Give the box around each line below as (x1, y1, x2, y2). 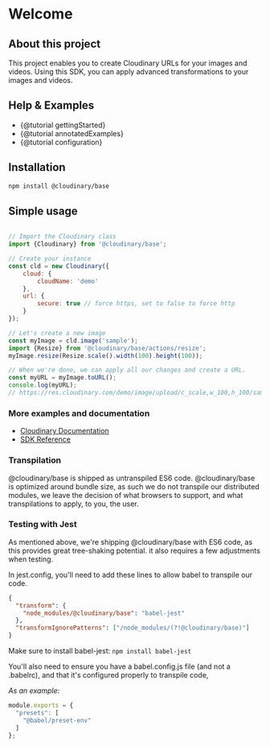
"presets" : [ (15, 708, 59, 717)
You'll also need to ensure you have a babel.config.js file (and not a (8, 662, 231, 671)
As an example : (8, 686, 60, 695)
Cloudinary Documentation (19, 426, 110, 436)
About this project (8, 37, 101, 51)
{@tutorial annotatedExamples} (19, 128, 125, 138)
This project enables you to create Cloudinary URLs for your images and (8, 58, 247, 68)
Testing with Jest (8, 519, 78, 530)
